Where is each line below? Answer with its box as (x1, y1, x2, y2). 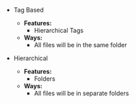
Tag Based (13, 6, 44, 14)
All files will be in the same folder (33, 41, 128, 49)
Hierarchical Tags (33, 27, 84, 34)
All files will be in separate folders (33, 89, 129, 97)
